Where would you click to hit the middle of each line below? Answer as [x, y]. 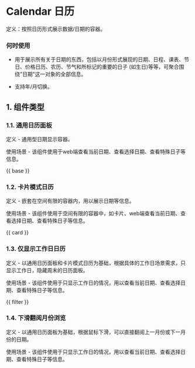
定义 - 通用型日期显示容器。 [40, 139]
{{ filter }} [18, 302]
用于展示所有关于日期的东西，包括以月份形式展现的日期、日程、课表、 [99, 59]
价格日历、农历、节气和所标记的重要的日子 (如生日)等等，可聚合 [102, 67]
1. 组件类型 [25, 107]
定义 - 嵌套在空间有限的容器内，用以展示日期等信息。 [70, 201]
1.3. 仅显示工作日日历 [36, 249]
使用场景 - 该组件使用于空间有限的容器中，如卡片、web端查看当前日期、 [93, 213]
